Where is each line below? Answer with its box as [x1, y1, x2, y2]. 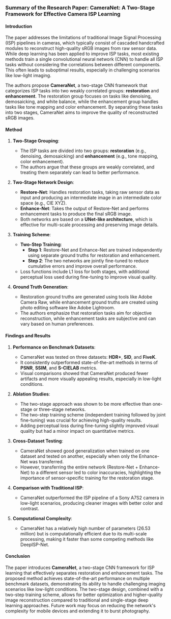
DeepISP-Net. [20, 541, 49, 548]
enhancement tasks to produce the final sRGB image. [20, 211, 132, 217]
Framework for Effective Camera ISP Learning [5, 10, 121, 17]
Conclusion [5, 553, 31, 559]
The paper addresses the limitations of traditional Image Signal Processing [5, 35, 161, 41]
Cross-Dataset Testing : [12, 438, 64, 444]
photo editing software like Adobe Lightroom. [20, 305, 116, 311]
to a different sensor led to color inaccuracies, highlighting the [30, 469, 161, 476]
